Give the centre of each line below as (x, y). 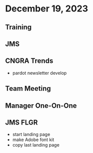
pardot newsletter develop (39, 73)
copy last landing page (36, 145)
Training (18, 27)
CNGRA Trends (29, 61)
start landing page (31, 135)
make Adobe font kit (33, 140)
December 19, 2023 (47, 9)
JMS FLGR (21, 122)
